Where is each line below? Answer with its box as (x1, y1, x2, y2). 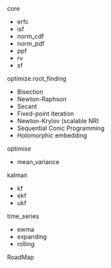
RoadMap (7, 253, 34, 261)
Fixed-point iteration (16, 109, 74, 118)
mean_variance (16, 158, 60, 165)
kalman (7, 171, 28, 179)
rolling (16, 240, 35, 247)
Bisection (16, 88, 44, 96)
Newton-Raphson (16, 95, 67, 103)
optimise (7, 145, 32, 152)
